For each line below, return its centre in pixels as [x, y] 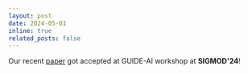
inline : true [30, 31]
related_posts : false [45, 38]
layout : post [30, 16]
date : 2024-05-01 [37, 23]
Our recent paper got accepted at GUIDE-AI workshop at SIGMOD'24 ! [125, 61]
